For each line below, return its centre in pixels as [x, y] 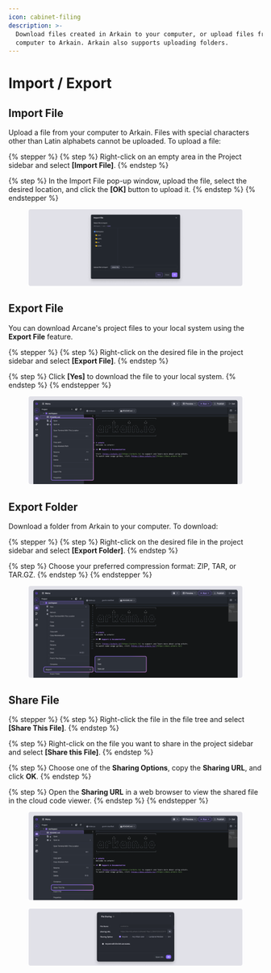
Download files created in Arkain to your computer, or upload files [135, 34]
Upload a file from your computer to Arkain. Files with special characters [129, 132]
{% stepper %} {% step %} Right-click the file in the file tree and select [126, 720]
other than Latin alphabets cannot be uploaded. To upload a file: [115, 141]
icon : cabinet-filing [45, 17]
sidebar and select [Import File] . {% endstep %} [89, 165]
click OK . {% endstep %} [50, 777]
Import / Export [60, 84]
